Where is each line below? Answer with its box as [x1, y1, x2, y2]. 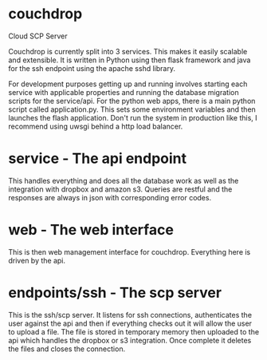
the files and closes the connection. [8, 344, 126, 354]
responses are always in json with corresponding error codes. [8, 192, 212, 202]
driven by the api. [8, 255, 66, 265]
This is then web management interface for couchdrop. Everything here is [8, 247, 251, 256]
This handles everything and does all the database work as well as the [8, 176, 239, 185]
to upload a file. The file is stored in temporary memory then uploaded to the [8, 326, 260, 336]
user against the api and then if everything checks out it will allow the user [8, 318, 253, 328]
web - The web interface [8, 221, 174, 239]
